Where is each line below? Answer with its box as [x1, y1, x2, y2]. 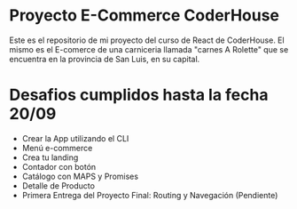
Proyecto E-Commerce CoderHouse [9, 5, 280, 26]
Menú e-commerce [21, 142, 93, 153]
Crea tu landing [21, 152, 79, 163]
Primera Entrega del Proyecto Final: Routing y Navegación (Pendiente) [21, 189, 278, 200]
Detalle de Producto [21, 180, 96, 191]
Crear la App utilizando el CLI [21, 133, 129, 143]
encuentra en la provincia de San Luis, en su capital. [9, 53, 200, 64]
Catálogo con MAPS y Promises [21, 171, 139, 181]
